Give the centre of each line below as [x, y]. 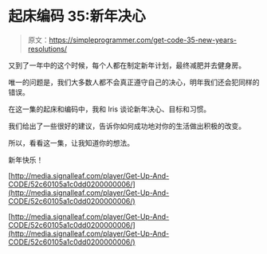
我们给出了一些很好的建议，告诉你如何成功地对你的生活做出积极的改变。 [127, 126]
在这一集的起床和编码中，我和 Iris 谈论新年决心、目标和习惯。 [110, 109]
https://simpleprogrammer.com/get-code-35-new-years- [143, 40]
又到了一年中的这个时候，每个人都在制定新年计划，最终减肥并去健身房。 [127, 65]
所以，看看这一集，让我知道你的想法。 [71, 143]
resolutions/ [47, 49]
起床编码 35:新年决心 [77, 16]
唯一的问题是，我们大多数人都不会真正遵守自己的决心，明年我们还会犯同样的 [134, 82]
